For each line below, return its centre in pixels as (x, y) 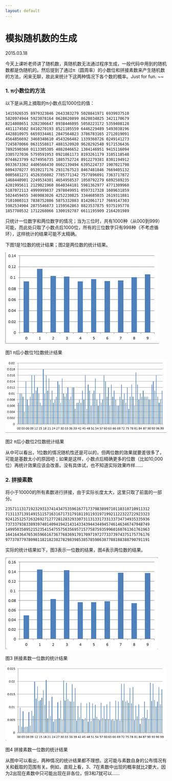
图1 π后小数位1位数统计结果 (34, 352)
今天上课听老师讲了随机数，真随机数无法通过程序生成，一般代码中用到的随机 (86, 64)
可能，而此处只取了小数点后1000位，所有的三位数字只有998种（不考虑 (80, 227)
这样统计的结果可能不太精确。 (48, 234)
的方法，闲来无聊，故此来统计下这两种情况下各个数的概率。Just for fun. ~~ (84, 76)
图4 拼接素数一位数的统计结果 (37, 750)
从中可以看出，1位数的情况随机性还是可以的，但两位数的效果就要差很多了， (85, 453)
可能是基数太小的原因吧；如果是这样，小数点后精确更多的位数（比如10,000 (84, 459)
